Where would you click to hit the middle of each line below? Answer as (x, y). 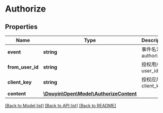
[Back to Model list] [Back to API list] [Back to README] (61, 106)
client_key (20, 82)
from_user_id (23, 67)
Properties (21, 27)
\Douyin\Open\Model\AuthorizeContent (90, 94)
